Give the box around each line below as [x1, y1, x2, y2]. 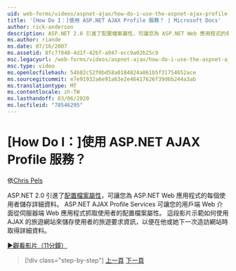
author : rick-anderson [7, 23, 74, 30]
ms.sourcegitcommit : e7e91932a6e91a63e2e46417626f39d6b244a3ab [7, 75, 197, 83]
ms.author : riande [7, 37, 61, 44]
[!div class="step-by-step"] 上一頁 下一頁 [24, 256, 145, 264]
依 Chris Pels [7, 176, 44, 185]
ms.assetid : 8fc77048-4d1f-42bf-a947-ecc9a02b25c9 [7, 50, 159, 57]
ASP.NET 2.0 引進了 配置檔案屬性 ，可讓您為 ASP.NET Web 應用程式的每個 [7, 191, 220, 199]
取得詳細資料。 [7, 226, 51, 234]
